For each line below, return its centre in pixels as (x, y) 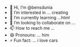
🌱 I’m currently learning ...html (40, 18)
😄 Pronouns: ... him (29, 35)
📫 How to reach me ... (32, 28)
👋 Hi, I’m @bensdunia (31, 7)
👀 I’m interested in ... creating (39, 12)
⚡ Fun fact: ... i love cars (34, 40)
